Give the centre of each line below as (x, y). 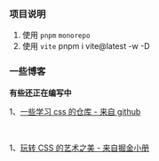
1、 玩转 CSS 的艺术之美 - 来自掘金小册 (79, 148)
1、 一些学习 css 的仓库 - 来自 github (75, 111)
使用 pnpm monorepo (56, 35)
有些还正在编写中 (40, 93)
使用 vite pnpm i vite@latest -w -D (86, 46)
